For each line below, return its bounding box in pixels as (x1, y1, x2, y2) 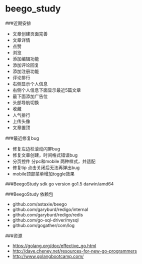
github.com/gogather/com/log (12, 222, 75, 228)
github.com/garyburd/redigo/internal (12, 206, 88, 212)
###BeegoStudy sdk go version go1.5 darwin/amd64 (5, 180, 114, 186)
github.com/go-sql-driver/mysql (12, 217, 79, 223)
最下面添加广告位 (12, 93, 48, 99)
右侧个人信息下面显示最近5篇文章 (12, 87, 81, 93)
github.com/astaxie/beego (12, 201, 67, 207)
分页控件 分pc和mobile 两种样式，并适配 (12, 158, 96, 164)
